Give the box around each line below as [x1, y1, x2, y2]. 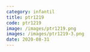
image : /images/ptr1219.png [6, 25, 77, 32]
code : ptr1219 [6, 20, 42, 26]
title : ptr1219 [6, 14, 44, 20]
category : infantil [6, 8, 55, 15]
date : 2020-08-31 [6, 36, 50, 42]
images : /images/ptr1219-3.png [6, 31, 85, 37]
